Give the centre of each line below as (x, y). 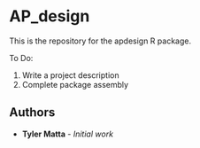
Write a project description (70, 75)
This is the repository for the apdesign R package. (100, 41)
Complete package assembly (75, 84)
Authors (32, 113)
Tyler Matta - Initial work (67, 134)
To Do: (21, 58)
